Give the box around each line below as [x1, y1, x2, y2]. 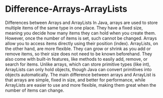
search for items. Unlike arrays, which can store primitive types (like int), [5, 61, 151, 67]
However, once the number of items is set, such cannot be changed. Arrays [5, 35, 157, 41]
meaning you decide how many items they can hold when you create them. [5, 30, 156, 36]
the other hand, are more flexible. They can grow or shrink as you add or [5, 46, 151, 51]
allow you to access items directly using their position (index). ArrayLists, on [5, 40, 159, 46]
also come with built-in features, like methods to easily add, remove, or [5, 56, 148, 62]
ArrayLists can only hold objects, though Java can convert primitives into [5, 66, 152, 72]
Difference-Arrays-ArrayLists [5, 3, 128, 15]
